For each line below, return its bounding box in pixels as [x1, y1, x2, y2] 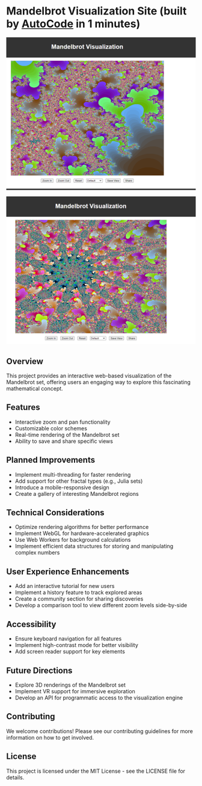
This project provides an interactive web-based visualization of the [6, 372, 172, 380]
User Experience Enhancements [6, 566, 129, 577]
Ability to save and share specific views [14, 438, 113, 445]
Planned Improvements [6, 455, 95, 465]
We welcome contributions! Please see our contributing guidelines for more [6, 727, 194, 735]
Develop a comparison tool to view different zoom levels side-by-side [14, 602, 188, 609]
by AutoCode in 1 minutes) [6, 17, 141, 31]
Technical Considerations [6, 507, 105, 518]
